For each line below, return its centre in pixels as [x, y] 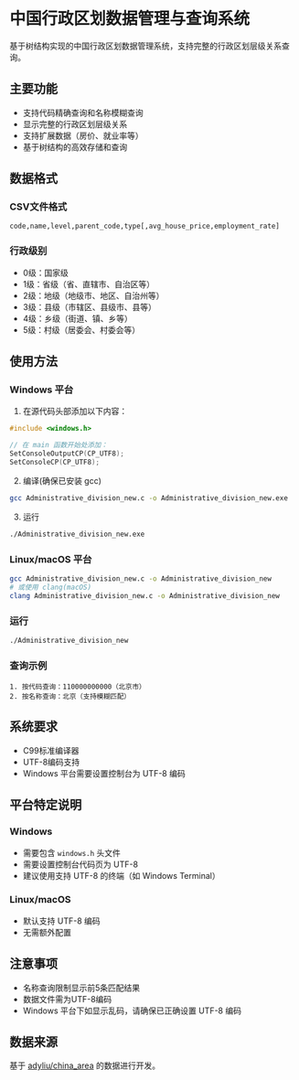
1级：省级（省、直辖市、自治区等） [89, 283]
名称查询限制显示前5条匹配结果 [81, 988]
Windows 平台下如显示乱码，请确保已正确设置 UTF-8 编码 [132, 1010]
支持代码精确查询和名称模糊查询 [83, 112]
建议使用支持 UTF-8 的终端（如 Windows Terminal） [122, 875]
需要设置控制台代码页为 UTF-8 [80, 864]
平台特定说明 [46, 805]
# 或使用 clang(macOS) [51, 587]
